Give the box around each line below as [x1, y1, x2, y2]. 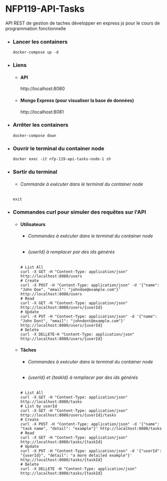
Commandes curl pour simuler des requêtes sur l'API [12, 209, 147, 216]
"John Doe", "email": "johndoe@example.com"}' [20, 287, 121, 292]
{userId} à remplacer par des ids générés [27, 249, 115, 255]
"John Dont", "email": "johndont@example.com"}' [20, 318, 126, 324]
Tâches [20, 347, 37, 353]
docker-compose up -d [12, 50, 59, 55]
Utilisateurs [20, 221, 46, 227]
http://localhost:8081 [20, 108, 64, 115]
